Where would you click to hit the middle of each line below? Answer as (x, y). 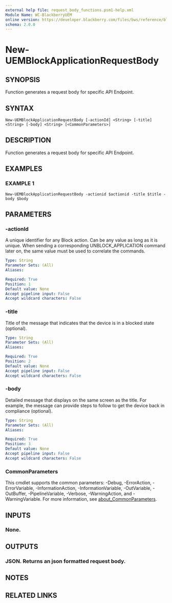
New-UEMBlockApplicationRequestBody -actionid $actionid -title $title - (86, 194)
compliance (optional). (29, 411)
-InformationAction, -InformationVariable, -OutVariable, (94, 488)
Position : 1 (18, 284)
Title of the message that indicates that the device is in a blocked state (80, 323)
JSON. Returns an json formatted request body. (66, 561)
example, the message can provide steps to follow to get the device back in (85, 405)
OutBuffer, (16, 494)
